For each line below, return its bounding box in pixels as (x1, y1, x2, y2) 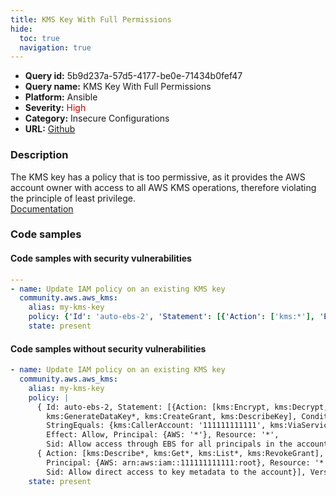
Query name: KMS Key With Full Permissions (24, 81, 212, 93)
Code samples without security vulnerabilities (10, 342, 207, 355)
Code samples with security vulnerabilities (10, 252, 192, 265)
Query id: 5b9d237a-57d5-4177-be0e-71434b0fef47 (24, 70, 243, 82)
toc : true (19, 33, 60, 43)
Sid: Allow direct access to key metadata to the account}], (46, 467, 307, 477)
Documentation (10, 202, 74, 215)
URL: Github (24, 123, 76, 135)
